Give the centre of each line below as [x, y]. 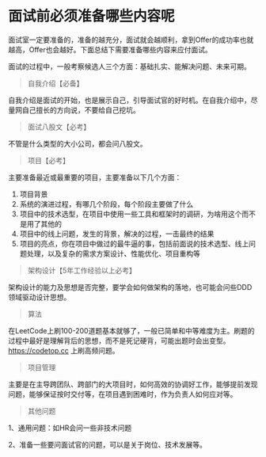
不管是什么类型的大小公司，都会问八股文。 [78, 143]
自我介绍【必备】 [55, 83]
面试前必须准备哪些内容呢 [92, 16]
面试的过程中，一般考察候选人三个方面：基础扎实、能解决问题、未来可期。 [129, 66]
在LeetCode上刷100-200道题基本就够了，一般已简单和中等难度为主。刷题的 [131, 330]
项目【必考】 [48, 160]
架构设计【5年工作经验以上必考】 [82, 270]
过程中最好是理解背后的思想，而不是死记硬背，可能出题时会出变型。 [119, 341]
